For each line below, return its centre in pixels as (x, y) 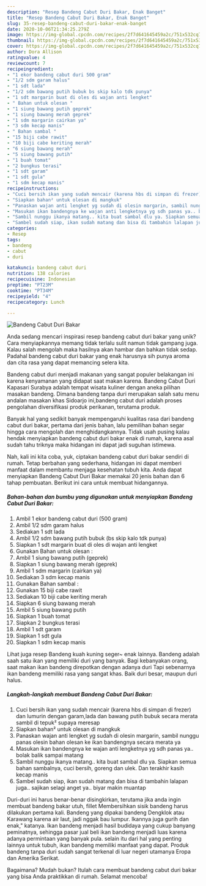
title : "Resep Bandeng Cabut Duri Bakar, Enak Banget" (78, 18)
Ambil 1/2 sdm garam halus (50, 525)
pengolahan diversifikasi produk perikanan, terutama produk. (84, 407)
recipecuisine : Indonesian (41, 279)
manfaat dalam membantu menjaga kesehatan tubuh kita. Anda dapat (94, 470)
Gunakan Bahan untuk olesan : (54, 551)
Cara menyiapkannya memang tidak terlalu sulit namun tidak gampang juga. (102, 343)
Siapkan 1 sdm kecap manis (51, 642)
